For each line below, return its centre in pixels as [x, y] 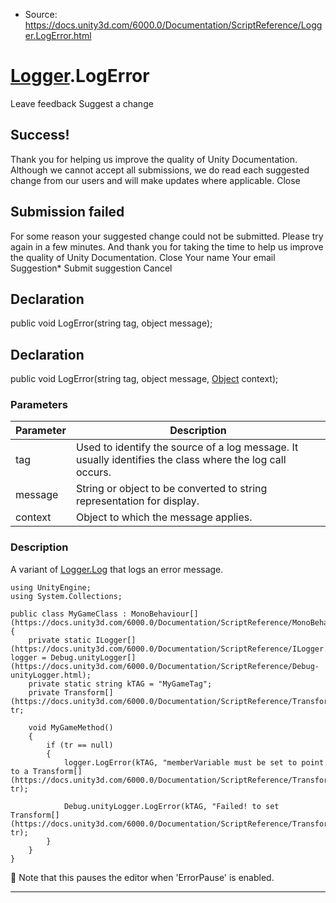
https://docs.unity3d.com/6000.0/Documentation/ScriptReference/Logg [173, 25]
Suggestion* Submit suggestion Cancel [91, 268]
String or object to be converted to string [171, 489]
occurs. [93, 472]
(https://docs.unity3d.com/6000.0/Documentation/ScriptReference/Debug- [165, 666]
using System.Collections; [66, 596]
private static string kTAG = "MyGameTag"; [120, 684]
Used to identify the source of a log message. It [187, 447]
